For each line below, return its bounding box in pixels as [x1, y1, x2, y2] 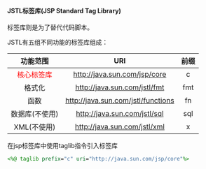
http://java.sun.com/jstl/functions [65, 96, 174, 105]
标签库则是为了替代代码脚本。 [7, 23, 93, 31]
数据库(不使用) [11, 109, 59, 119]
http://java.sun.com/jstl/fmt [75, 82, 165, 92]
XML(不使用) [13, 122, 56, 132]
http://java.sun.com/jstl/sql [76, 109, 164, 119]
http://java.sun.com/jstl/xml [74, 122, 165, 132]
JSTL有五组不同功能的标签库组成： [7, 38, 109, 47]
